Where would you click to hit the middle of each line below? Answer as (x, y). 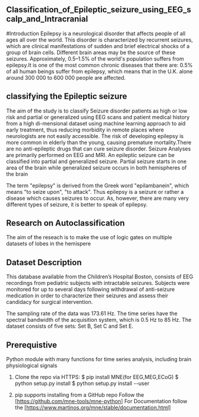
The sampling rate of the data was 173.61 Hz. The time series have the (92, 313)
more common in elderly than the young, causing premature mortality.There (99, 142)
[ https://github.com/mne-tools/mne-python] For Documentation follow (101, 402)
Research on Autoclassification (65, 223)
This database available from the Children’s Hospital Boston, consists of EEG (100, 277)
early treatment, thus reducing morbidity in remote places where (85, 130)
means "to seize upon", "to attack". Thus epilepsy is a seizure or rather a (95, 192)
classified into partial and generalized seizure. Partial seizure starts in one (97, 161)
